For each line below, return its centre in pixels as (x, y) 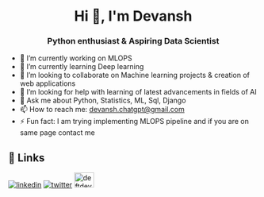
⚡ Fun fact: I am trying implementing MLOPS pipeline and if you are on (134, 122)
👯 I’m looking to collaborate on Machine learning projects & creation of (135, 75)
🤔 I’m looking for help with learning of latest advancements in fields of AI (138, 92)
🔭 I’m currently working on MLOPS (76, 58)
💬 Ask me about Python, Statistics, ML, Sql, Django (103, 100)
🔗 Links (27, 158)
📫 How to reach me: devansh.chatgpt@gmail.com (102, 110)
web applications (48, 83)
